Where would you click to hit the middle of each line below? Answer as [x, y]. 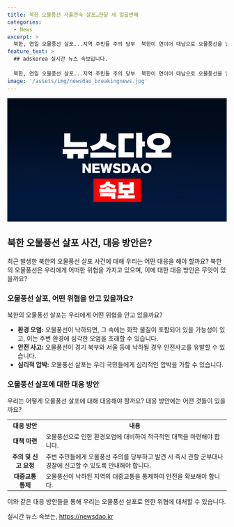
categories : [24, 22]
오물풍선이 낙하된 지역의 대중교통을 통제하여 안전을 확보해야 [126, 476]
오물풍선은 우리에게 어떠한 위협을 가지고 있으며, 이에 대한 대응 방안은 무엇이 [117, 269]
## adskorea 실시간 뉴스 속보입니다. [61, 59]
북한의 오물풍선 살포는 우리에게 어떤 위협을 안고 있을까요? [85, 315]
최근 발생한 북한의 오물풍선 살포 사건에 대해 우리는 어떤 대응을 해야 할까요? [108, 261]
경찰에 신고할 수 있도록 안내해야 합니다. [98, 465]
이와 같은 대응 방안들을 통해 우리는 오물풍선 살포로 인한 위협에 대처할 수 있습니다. [117, 502]
